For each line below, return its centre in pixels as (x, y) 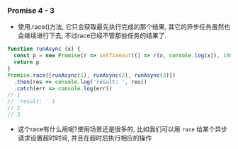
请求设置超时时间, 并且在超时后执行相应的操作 (85, 138)
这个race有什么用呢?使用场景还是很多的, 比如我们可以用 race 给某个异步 (123, 129)
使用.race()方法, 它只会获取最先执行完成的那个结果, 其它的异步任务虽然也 (124, 27)
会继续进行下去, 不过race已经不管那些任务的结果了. (92, 36)
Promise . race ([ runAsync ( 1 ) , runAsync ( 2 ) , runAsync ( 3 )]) (91, 75)
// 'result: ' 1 (31, 102)
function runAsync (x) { (44, 49)
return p (27, 62)
